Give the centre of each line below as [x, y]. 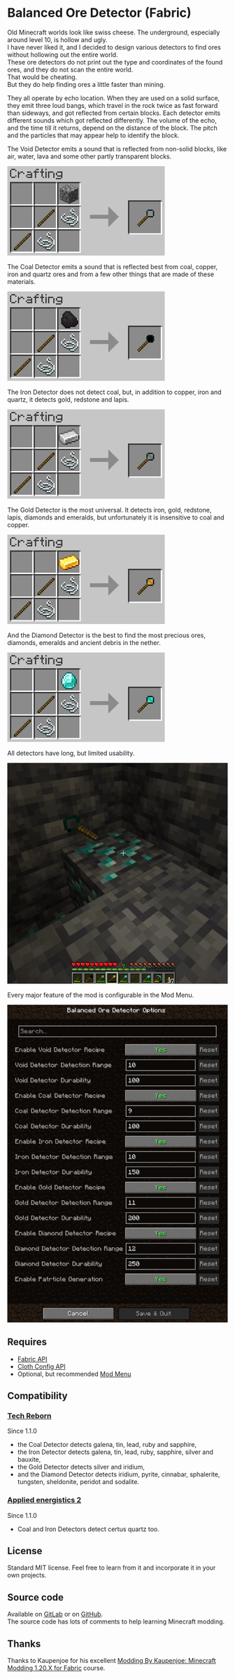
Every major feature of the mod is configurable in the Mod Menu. [101, 995]
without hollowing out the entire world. [63, 55]
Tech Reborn [29, 1415]
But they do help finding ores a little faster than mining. [86, 84]
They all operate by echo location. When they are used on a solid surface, [114, 98]
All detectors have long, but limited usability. [71, 753]
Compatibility [37, 1395]
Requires [27, 1342]
